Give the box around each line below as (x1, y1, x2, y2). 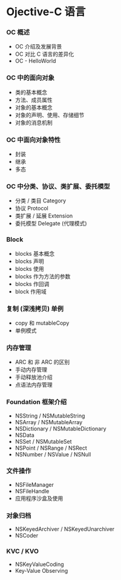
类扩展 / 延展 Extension (15, 212, 73, 219)
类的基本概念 (15, 88, 47, 96)
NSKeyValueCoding (15, 561, 65, 568)
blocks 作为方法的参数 (15, 273, 71, 280)
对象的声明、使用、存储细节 (15, 111, 85, 118)
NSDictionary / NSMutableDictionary (15, 425, 107, 432)
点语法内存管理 (15, 381, 53, 388)
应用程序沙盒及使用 (15, 495, 64, 502)
